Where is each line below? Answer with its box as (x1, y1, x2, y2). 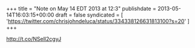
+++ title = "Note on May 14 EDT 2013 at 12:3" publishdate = (6, 5, 156, 12)
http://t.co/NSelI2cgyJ (6, 36, 62, 42)
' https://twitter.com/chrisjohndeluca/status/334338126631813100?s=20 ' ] (6, 18, 190, 24)
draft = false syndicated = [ (55, 11, 123, 18)
